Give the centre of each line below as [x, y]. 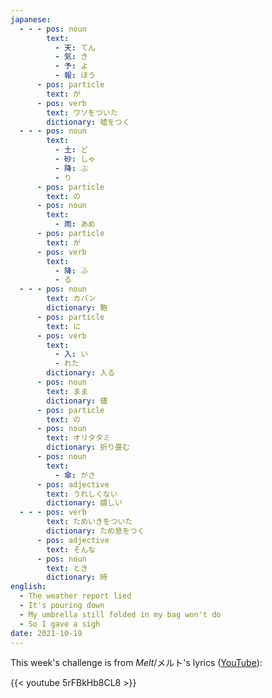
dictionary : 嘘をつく [88, 122]
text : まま [67, 391]
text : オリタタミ [78, 438]
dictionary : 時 [77, 577]
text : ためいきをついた [89, 522]
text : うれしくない [82, 494]
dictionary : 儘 [77, 401]
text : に [64, 326]
